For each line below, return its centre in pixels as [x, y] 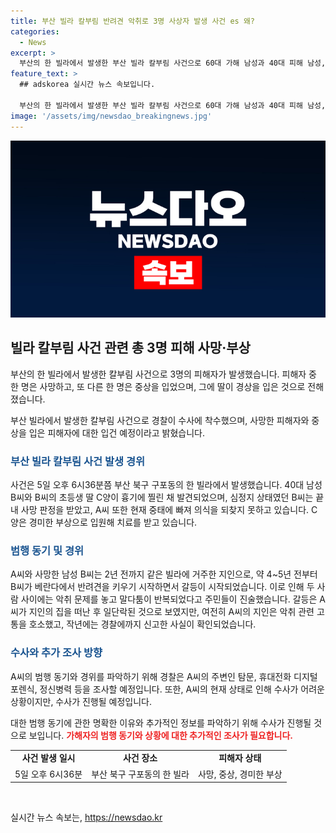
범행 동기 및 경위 [47, 551]
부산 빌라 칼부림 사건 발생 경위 [78, 461]
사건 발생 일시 [48, 758]
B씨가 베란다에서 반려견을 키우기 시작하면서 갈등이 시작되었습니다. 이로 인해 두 [162, 587]
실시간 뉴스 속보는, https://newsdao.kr [86, 817]
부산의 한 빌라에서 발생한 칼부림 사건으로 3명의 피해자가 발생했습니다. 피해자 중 [163, 374]
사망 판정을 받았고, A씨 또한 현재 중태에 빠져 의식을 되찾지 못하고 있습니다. [165, 510]
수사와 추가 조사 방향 [56, 653]
